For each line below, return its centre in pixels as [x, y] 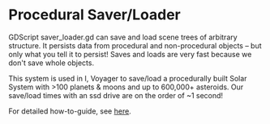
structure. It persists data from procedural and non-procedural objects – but [135, 45]
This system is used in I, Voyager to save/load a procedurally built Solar [128, 78]
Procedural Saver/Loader [94, 15]
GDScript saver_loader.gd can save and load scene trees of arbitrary [123, 37]
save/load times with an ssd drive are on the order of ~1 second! [116, 95]
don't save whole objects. [51, 63]
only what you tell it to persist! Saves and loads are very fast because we [130, 54]
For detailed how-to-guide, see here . [70, 111]
